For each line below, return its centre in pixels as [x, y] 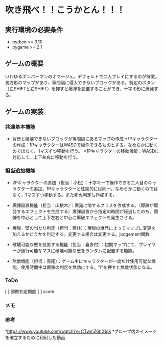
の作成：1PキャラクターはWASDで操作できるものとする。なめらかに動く [85, 145]
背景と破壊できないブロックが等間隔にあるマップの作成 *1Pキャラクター [85, 138]
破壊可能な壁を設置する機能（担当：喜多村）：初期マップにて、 [75, 244]
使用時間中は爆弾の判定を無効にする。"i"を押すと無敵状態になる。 [88, 267]
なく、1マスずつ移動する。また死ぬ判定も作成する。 [65, 195]
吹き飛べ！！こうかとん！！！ [65, 10]
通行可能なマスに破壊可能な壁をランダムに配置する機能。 [79, 250]
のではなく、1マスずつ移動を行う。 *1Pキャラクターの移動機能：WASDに [86, 151]
